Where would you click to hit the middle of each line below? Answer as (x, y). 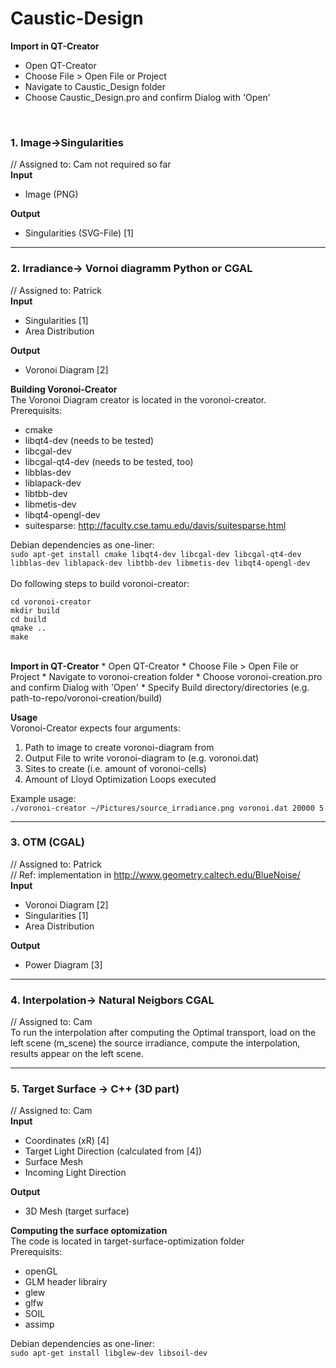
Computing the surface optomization (89, 1231)
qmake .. (28, 628)
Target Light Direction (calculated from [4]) (113, 1151)
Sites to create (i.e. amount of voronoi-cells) (115, 768)
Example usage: (43, 798)
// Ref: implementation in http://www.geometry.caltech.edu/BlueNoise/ (155, 874)
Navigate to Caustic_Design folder (95, 86)
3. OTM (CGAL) (47, 842)
